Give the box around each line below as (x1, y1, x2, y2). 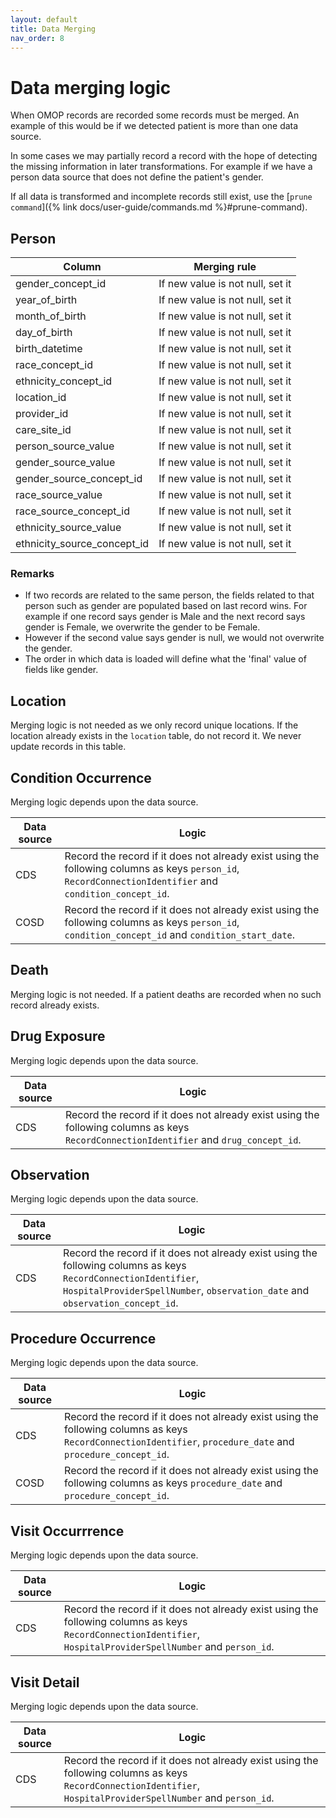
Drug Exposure (10, 1028, 106, 1045)
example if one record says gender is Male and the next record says (24, 611, 306, 623)
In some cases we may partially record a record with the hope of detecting (10, 150, 318, 162)
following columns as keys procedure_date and (64, 1476, 283, 1490)
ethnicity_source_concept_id (15, 537, 150, 551)
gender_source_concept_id (15, 472, 143, 486)
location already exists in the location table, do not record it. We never (10, 730, 302, 742)
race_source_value (15, 488, 103, 502)
